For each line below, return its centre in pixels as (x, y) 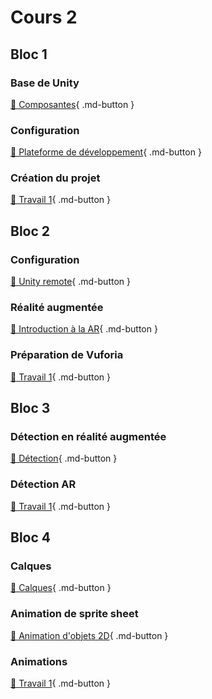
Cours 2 (44, 17)
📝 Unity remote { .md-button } (70, 282)
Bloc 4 (30, 537)
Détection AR (43, 484)
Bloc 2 (30, 231)
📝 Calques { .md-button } (61, 588)
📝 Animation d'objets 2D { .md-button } (89, 635)
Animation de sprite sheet (74, 614)
